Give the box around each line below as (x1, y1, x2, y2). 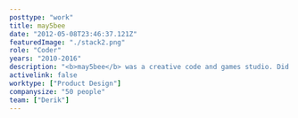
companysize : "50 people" (9, 87, 105, 96)
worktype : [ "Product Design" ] (9, 79, 122, 88)
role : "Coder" (9, 46, 62, 55)
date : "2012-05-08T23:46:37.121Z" (9, 29, 138, 38)
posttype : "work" (9, 12, 74, 22)
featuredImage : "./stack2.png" (9, 37, 126, 47)
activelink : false (9, 71, 78, 80)
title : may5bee (9, 21, 66, 30)
